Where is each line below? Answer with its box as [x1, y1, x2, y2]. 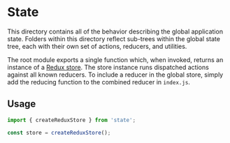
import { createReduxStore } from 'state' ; [7, 116, 136, 123]
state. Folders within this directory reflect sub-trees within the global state [7, 34, 220, 43]
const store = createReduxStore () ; [7, 129, 111, 136]
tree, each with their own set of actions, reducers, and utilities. [7, 42, 187, 50]
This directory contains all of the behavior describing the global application [7, 27, 224, 36]
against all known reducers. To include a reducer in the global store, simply [7, 70, 224, 79]
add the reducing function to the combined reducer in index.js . [7, 77, 191, 86]
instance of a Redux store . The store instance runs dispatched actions [7, 63, 210, 71]
